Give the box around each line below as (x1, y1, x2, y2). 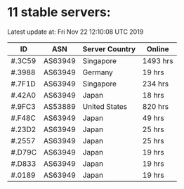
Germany (82, 67, 114, 77)
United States (82, 101, 128, 111)
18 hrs (142, 90, 164, 100)
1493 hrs (142, 56, 173, 65)
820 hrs (142, 101, 169, 111)
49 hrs (142, 113, 164, 123)
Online (146, 44, 169, 53)
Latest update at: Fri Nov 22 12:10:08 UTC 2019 (7, 27, 144, 36)
